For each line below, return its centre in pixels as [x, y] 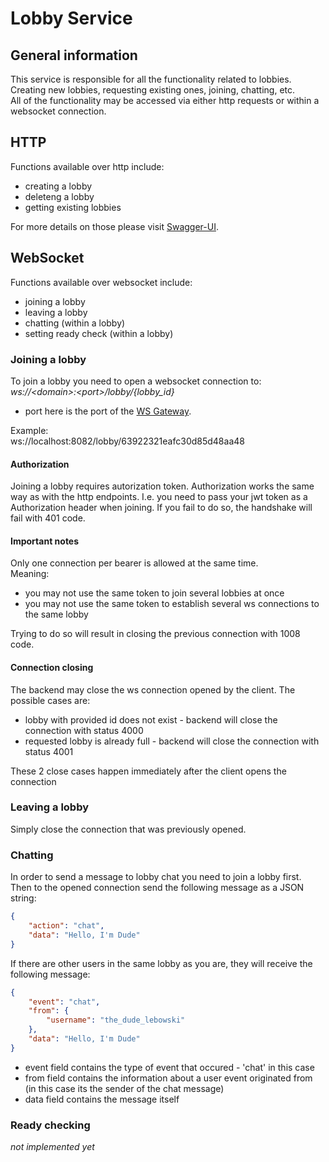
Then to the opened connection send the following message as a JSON [157, 888]
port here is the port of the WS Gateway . [108, 411]
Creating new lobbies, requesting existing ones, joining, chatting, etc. [153, 90]
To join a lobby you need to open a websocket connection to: [136, 381]
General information [74, 55]
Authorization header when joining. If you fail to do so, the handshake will [161, 508]
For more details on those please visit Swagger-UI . [114, 226]
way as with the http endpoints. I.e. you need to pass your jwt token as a [159, 497]
